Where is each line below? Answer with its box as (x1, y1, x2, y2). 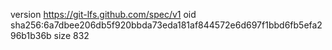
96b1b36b (10, 30, 52, 41)
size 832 (53, 30, 90, 41)
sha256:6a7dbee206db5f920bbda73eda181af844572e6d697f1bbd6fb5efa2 (10, 19, 323, 31)
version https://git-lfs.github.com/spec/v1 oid (10, 9, 197, 20)
